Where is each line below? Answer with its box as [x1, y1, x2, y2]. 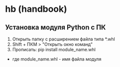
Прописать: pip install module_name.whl [12, 47, 96, 52]
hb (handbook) [5, 3, 68, 15]
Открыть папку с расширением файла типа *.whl [12, 36, 115, 42]
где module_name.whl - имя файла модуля [12, 56, 102, 62]
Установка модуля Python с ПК [5, 23, 106, 32]
